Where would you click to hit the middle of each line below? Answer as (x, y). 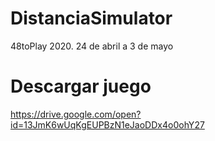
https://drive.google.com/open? (76, 114)
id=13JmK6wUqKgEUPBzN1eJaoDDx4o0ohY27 (107, 124)
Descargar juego (81, 86)
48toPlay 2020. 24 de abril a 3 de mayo (92, 46)
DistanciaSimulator (91, 18)
